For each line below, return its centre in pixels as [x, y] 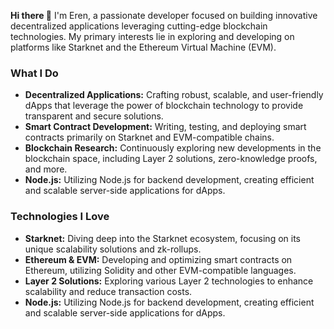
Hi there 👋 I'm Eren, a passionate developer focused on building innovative [164, 15]
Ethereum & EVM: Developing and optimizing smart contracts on [158, 259]
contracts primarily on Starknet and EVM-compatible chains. [149, 137]
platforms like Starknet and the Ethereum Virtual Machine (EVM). [143, 47]
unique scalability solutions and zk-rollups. [113, 249]
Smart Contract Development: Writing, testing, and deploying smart [165, 127]
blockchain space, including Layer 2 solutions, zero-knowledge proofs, [171, 159]
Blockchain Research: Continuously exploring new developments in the [173, 148]
